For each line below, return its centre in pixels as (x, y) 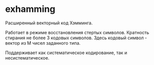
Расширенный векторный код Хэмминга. (49, 23)
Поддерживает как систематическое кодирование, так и (66, 53)
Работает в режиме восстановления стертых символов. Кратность (77, 32)
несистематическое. (27, 58)
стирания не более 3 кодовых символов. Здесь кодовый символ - (76, 38)
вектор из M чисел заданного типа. (43, 43)
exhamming (30, 9)
